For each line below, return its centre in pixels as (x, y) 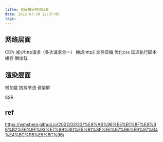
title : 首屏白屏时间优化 (27, 9)
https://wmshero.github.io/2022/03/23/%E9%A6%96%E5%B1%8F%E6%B (81, 124)
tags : (10, 18)
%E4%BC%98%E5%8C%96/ (35, 135)
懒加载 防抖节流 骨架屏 (27, 88)
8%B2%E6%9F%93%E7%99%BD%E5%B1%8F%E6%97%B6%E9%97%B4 (81, 129)
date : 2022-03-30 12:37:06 (32, 14)
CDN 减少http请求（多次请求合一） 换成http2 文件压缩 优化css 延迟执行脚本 (81, 52)
